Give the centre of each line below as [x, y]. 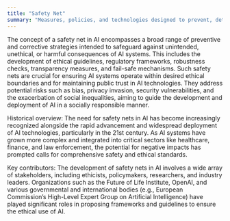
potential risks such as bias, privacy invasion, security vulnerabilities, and [111, 90]
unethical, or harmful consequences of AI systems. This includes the [104, 54]
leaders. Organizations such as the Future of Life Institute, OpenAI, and [107, 182]
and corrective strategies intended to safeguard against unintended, [103, 47]
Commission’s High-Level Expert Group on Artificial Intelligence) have [105, 196]
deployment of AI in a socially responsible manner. [78, 105]
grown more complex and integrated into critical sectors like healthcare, [108, 140]
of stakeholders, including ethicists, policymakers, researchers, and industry [115, 174]
